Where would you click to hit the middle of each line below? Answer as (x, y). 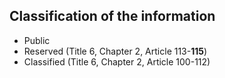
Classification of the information (112, 16)
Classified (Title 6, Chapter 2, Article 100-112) (117, 61)
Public (37, 40)
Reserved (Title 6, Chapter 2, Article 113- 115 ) (115, 51)
